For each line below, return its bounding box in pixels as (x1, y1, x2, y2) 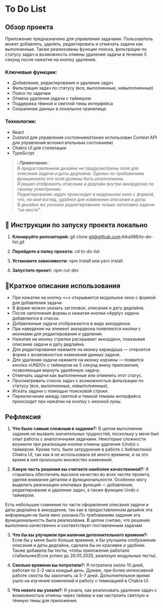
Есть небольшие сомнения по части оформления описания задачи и (5, 502, 149, 508)
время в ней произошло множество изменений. (12, 457, 113, 463)
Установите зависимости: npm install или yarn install (12, 258, 123, 264)
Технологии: (5, 118, 37, 125)
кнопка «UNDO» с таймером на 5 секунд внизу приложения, (12, 362, 140, 368)
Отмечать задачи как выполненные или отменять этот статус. (12, 372, 143, 378)
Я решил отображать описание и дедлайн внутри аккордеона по (17, 181, 154, 187)
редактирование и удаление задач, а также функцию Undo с (12, 487, 139, 493)
